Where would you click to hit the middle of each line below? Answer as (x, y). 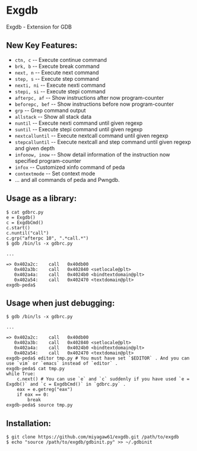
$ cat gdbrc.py (25, 212)
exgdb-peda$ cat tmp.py (36, 369)
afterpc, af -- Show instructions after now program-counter (89, 97)
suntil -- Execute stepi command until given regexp (79, 129)
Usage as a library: (42, 199)
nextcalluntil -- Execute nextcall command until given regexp (91, 135)
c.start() (18, 228)
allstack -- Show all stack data (53, 116)
